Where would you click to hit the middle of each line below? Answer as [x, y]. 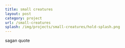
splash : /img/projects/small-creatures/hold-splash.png [62, 27]
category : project [23, 18]
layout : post [18, 14]
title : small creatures [29, 9]
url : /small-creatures [28, 23]
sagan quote [17, 40]
